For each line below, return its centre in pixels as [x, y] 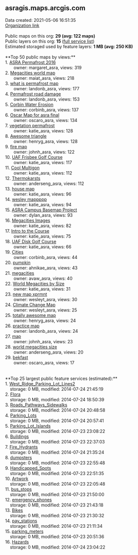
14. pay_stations [21, 521]
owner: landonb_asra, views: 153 [47, 99]
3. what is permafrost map [32, 83]
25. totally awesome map [31, 315]
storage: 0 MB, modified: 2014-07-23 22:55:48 [57, 463]
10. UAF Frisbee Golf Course [34, 157]
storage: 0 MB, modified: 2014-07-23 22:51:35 [57, 473]
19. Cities [14, 252]
